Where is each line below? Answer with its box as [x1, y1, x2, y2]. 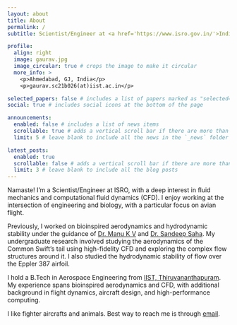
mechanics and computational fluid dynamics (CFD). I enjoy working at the [7, 194, 224, 202]
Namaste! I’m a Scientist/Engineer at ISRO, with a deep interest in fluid [7, 186, 211, 194]
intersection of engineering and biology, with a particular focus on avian [7, 201, 217, 209]
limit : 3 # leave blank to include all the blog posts [13, 167, 178, 174]
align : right [13, 49, 52, 57]
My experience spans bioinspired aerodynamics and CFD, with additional [7, 280, 220, 290]
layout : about [7, 10, 49, 18]
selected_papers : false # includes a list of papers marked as [7, 95, 197, 102]
